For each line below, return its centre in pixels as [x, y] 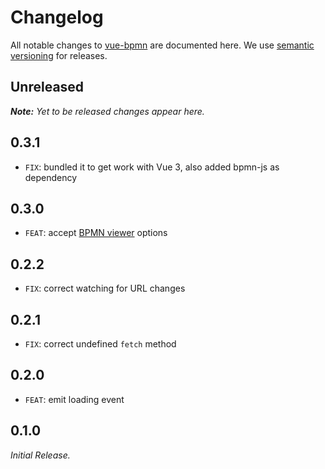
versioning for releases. [59, 55]
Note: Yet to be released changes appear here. [107, 111]
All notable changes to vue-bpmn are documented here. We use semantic [162, 45]
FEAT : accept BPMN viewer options [96, 233]
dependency [51, 177]
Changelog [57, 17]
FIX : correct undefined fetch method [100, 344]
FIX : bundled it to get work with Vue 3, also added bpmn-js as [152, 167]
